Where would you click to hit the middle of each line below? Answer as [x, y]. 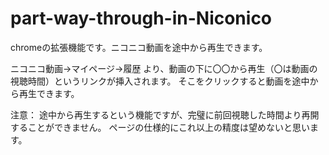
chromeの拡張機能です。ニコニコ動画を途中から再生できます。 [139, 47]
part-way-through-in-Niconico [141, 18]
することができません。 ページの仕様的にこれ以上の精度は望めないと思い [160, 127]
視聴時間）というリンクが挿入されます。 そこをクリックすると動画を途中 [160, 81]
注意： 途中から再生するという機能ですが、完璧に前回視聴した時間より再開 [165, 114]
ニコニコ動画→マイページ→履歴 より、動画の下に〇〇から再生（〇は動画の [164, 68]
